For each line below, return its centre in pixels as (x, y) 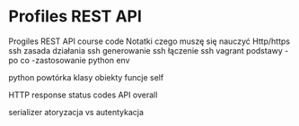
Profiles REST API (75, 17)
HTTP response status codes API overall (83, 95)
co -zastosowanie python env (75, 60)
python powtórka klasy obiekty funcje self (86, 77)
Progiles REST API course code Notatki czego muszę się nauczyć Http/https (149, 41)
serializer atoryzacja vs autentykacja (76, 112)
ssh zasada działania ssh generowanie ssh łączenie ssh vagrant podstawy (146, 50)
